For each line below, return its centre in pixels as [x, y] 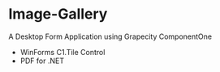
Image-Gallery [58, 14]
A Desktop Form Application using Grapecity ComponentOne [110, 36]
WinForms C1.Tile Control [63, 52]
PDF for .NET [42, 61]
